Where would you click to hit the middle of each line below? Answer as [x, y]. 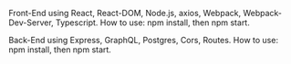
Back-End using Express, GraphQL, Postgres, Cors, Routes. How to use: [144, 40]
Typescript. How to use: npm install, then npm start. [152, 23]
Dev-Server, [31, 23]
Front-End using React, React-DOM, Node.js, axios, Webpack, [125, 13]
